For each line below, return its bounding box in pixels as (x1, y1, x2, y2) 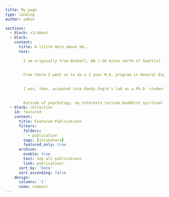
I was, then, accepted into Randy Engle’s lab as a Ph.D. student (23, 86, 165, 91)
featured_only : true (23, 142, 66, 147)
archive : (18, 147, 37, 152)
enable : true (23, 151, 51, 157)
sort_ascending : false (18, 170, 66, 175)
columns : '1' (18, 179, 46, 184)
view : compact (18, 184, 49, 189)
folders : (23, 128, 42, 133)
